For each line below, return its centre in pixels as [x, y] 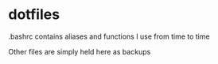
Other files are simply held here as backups [80, 51]
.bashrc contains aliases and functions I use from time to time [109, 36]
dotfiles [34, 15]
